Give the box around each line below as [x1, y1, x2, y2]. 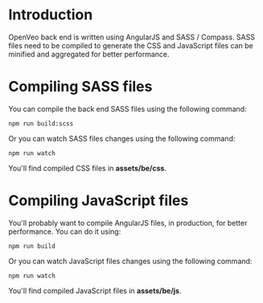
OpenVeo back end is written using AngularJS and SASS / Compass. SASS [8, 32, 256, 42]
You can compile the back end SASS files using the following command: [8, 104, 247, 113]
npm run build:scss [8, 119, 74, 128]
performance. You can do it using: [8, 227, 121, 236]
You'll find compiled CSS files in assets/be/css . [8, 163, 167, 173]
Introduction [8, 6, 93, 24]
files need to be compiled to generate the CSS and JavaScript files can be [8, 40, 253, 50]
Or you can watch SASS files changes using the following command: [8, 133, 236, 143]
